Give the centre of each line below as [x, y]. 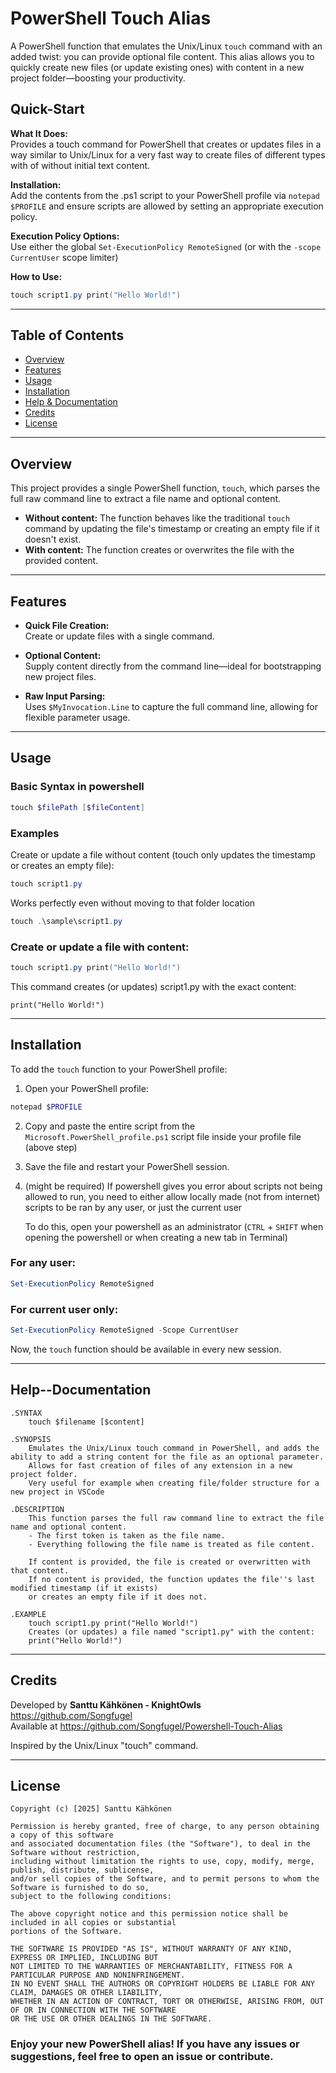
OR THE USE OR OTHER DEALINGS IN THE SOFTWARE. [111, 2019]
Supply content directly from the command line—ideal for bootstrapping [173, 666]
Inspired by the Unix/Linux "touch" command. [104, 1745]
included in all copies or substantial [93, 1923]
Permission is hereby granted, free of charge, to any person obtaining [165, 1827]
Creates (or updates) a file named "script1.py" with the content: [171, 1632]
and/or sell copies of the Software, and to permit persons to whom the [165, 1879]
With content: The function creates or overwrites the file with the [159, 550]
